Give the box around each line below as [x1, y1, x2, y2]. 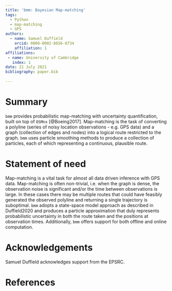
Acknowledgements [5, 241, 93, 253]
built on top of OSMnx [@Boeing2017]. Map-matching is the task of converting [5, 118, 167, 124]
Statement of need [5, 158, 86, 169]
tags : [5, 12, 17, 17]
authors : [5, 31, 24, 36]
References [5, 277, 55, 288]
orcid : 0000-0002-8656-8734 [14, 41, 74, 46]
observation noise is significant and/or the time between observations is [5, 186, 158, 192]
